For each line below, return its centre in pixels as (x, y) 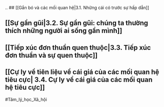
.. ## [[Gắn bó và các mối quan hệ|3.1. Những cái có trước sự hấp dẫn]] (77, 8)
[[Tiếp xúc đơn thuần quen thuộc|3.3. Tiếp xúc (78, 48)
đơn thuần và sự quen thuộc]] (51, 55)
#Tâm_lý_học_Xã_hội (26, 99)
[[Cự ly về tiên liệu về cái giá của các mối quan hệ (82, 72)
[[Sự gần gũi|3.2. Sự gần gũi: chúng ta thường (77, 23)
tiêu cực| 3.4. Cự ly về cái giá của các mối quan (79, 80)
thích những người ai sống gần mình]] (64, 31)
